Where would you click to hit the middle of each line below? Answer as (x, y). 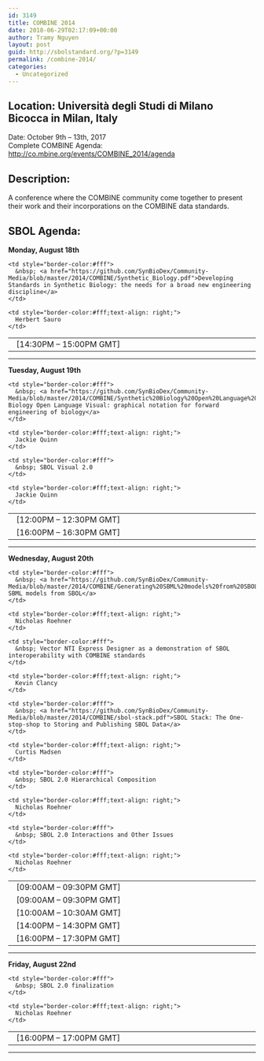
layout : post (29, 45)
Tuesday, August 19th (44, 370)
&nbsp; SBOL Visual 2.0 (54, 467)
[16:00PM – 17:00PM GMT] (68, 1038)
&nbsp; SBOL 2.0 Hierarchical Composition (86, 780)
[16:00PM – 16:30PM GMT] (68, 533)
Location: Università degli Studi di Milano (111, 106)
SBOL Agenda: (44, 231)
